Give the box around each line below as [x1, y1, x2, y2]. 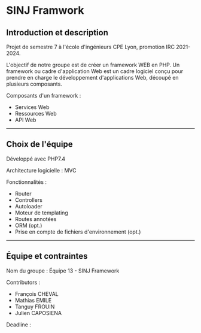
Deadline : [6, 321, 32, 328]
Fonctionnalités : [6, 178, 47, 186]
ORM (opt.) [14, 222, 42, 229]
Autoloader [14, 202, 43, 210]
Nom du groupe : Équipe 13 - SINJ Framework [6, 267, 120, 274]
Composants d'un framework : [6, 92, 81, 99]
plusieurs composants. [6, 80, 63, 87]
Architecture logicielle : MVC [6, 166, 77, 174]
